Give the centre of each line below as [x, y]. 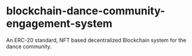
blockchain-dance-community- [86, 11]
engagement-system [59, 24]
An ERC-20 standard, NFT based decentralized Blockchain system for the [96, 40]
